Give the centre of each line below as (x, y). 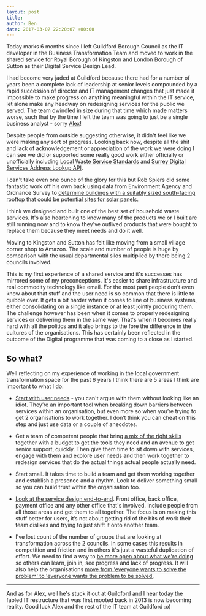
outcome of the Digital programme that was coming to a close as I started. (100, 339)
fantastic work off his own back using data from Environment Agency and (99, 186)
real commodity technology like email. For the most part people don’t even (100, 287)
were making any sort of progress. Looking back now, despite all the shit (98, 142)
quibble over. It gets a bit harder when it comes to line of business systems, (102, 300)
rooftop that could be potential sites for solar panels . (73, 199)
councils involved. (29, 262)
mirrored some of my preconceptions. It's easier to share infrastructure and (102, 281)
